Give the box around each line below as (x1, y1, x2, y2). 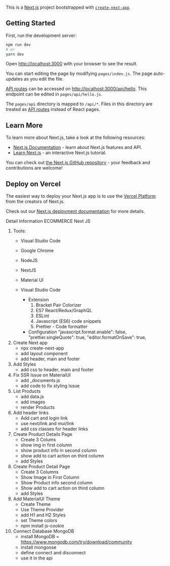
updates (6, 76, 23, 82)
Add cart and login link (20, 415, 68, 421)
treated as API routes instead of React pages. (6, 106, 100, 112)
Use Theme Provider (20, 507, 64, 513)
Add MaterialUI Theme (13, 496, 60, 502)
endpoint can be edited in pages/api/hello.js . (6, 91, 103, 97)
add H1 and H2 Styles (20, 512, 66, 518)
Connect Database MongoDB (13, 528, 74, 534)
